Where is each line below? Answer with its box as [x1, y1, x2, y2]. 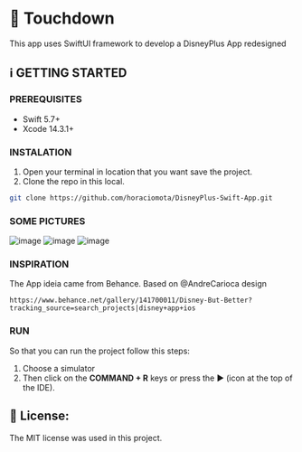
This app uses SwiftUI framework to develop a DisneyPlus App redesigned [9, 38, 287, 49]
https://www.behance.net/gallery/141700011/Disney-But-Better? [9, 296, 253, 306]
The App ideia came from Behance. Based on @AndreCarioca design [9, 278, 268, 289]
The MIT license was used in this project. [9, 432, 163, 443]
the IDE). [22, 381, 56, 392]
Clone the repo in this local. [22, 175, 125, 186]
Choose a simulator [22, 363, 96, 373]
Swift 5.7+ [22, 113, 61, 125]
